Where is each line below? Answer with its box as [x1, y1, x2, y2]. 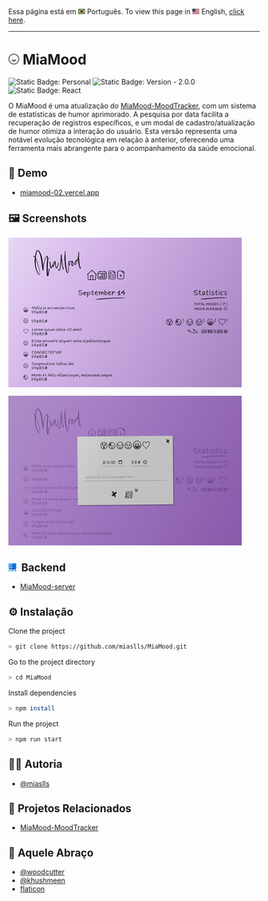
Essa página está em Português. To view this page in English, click [8, 7, 245, 16]
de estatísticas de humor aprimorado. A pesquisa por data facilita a [8, 109, 229, 119]
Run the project [8, 718, 59, 729]
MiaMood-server [19, 582, 76, 591]
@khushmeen [19, 875, 66, 885]
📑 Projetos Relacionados [8, 801, 132, 815]
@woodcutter [19, 867, 65, 877]
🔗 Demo [8, 167, 48, 180]
